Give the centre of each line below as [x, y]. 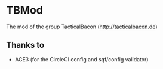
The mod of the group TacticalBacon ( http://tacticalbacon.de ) [82, 27]
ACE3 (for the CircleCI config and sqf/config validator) [81, 59]
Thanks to [25, 45]
